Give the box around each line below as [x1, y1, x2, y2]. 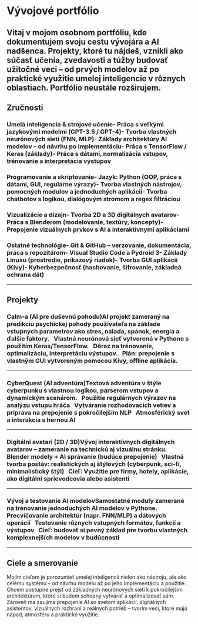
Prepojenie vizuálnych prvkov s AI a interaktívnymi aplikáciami [6, 225, 190, 233]
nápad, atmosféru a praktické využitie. [6, 611, 100, 618]
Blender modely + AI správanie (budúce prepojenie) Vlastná [6, 452, 184, 461]
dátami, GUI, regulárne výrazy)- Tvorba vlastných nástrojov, [6, 180, 182, 188]
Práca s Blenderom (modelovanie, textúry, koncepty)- [6, 218, 164, 226]
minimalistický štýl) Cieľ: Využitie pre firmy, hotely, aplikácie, [6, 467, 189, 475]
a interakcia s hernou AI [6, 416, 76, 424]
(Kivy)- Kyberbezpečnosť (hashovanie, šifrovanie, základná [6, 263, 182, 271]
